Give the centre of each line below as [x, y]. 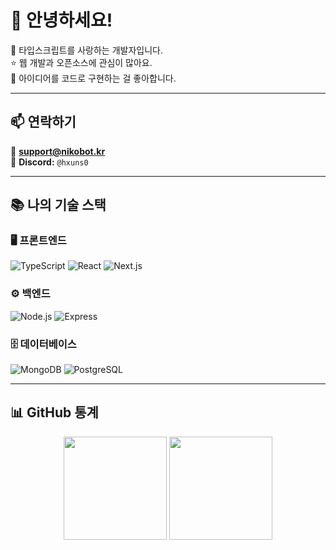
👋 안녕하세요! [61, 20]
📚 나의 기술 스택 [58, 205]
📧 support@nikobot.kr [58, 151]
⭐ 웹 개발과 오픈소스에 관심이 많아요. [81, 62]
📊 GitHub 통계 [54, 412]
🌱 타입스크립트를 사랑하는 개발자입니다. [86, 50]
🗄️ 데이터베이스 [43, 344]
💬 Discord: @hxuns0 [49, 162]
